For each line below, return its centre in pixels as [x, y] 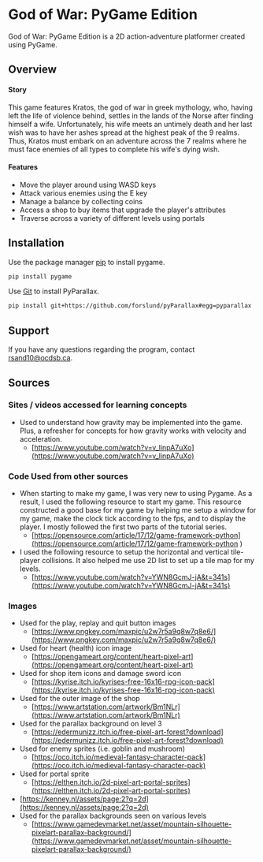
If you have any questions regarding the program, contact [102, 349]
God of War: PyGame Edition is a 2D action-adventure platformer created [127, 36]
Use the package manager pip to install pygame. [87, 262]
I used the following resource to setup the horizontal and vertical [124, 552]
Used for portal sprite [54, 774]
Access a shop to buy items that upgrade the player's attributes [122, 210]
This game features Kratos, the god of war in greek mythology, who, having [131, 107]
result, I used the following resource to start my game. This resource [130, 502]
